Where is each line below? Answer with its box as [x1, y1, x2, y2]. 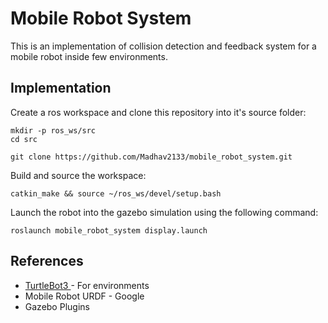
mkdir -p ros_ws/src [10, 125, 97, 136]
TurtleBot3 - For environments [24, 279, 150, 291]
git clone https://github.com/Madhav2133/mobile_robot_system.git [10, 152, 293, 162]
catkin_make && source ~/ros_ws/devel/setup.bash [10, 188, 222, 199]
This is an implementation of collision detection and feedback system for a [10, 40, 317, 52]
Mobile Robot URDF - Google [24, 290, 145, 302]
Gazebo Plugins [24, 300, 90, 312]
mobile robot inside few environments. [10, 50, 168, 62]
